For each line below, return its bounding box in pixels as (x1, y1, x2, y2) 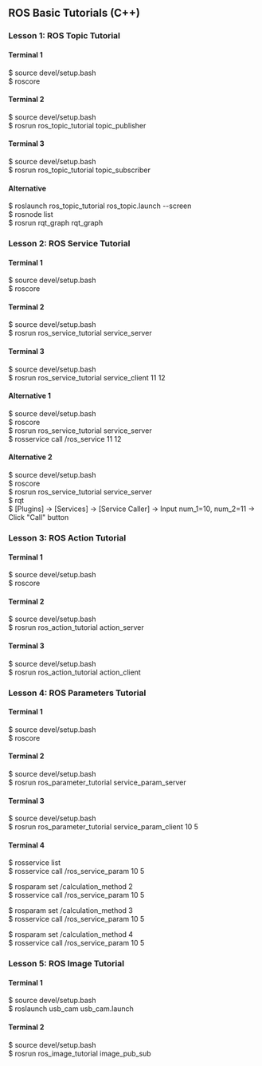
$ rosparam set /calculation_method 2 (8, 882, 133, 891)
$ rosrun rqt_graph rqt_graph (8, 218, 104, 228)
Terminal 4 (8, 840, 45, 850)
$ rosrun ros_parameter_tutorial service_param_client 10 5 (8, 822, 199, 832)
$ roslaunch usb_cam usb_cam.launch (8, 1004, 134, 1013)
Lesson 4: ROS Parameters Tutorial (8, 687, 147, 698)
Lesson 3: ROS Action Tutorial (8, 532, 127, 543)
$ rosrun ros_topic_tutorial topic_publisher (8, 120, 147, 130)
